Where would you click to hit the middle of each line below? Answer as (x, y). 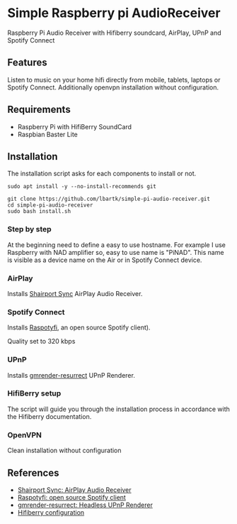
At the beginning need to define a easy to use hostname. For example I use (117, 245)
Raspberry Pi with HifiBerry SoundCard (75, 126)
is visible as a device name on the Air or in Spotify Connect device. (105, 260)
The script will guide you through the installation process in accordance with (118, 409)
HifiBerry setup (34, 393)
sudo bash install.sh (39, 212)
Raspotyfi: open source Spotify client (71, 497)
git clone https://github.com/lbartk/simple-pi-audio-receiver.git (109, 199)
